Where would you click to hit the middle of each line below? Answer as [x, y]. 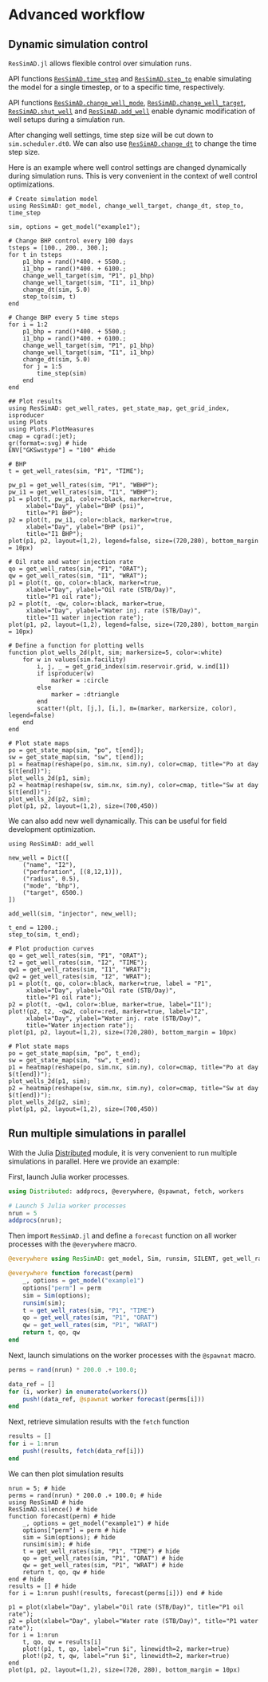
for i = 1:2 [28, 325]
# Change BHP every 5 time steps [64, 317]
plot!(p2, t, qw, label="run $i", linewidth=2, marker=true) [126, 1656]
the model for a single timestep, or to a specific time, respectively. [117, 87]
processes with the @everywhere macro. [73, 1244]
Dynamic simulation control [78, 44]
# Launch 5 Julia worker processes [67, 1206]
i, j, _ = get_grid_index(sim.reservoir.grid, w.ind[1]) [133, 667]
